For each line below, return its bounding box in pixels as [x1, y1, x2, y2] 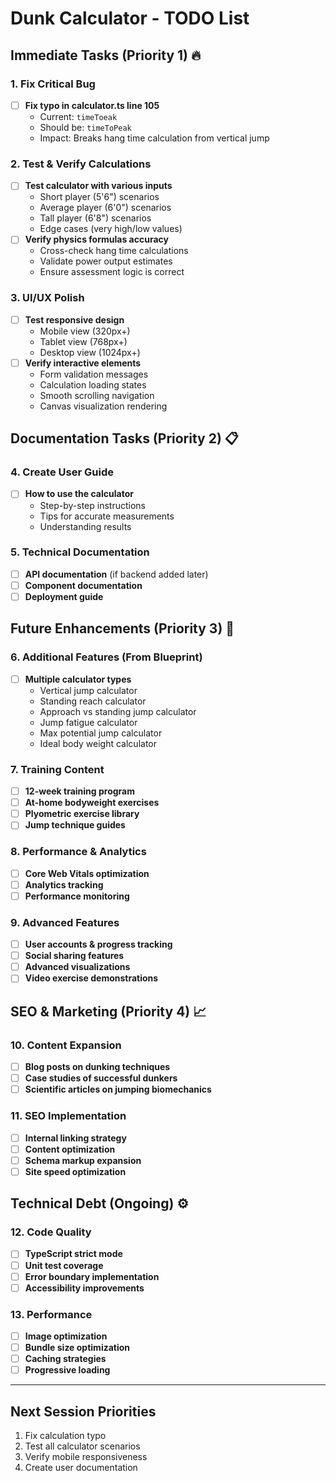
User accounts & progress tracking [24, 938, 173, 951]
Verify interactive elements [24, 357, 142, 369]
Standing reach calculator [39, 695, 147, 707]
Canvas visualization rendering [39, 400, 168, 412]
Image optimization [24, 1330, 108, 1342]
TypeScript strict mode [24, 1248, 123, 1260]
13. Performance [10, 1307, 93, 1321]
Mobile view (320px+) [39, 325, 131, 337]
